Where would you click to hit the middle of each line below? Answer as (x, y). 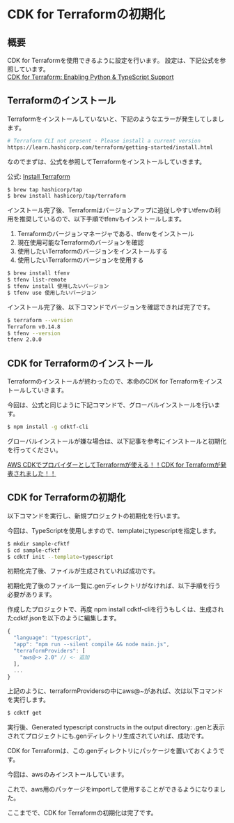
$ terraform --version (40, 320)
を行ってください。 (34, 450)
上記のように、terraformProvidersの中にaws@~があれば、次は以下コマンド (115, 691)
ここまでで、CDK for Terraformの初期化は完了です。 (82, 813)
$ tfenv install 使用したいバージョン (58, 286)
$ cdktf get (24, 713)
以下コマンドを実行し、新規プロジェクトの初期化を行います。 (95, 516)
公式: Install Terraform (39, 176)
